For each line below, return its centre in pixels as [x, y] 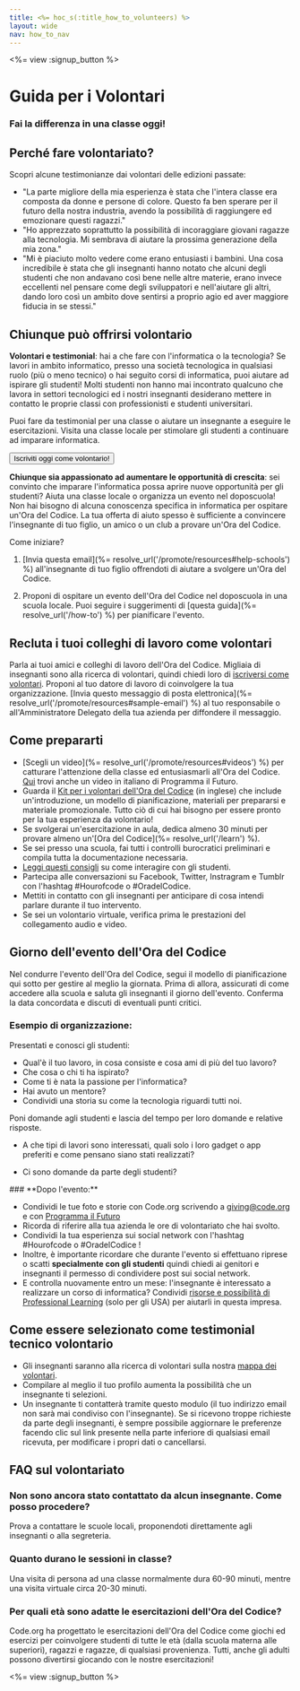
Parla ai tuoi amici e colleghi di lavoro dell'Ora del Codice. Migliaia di [135, 664]
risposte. [26, 1127]
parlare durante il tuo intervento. [81, 905]
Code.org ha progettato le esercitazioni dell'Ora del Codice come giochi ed [147, 1630]
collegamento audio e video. [75, 924]
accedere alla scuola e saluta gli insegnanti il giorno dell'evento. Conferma [146, 993]
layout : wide [34, 26]
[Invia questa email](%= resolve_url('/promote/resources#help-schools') [156, 559]
